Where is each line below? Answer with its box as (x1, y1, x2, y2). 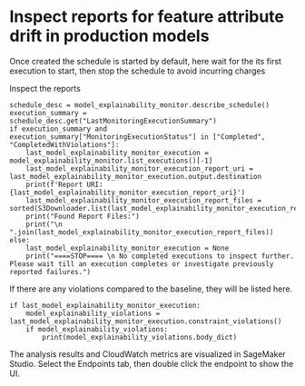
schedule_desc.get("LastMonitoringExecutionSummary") (9, 116, 218, 125)
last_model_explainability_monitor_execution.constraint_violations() (9, 316, 282, 326)
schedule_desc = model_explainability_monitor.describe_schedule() (9, 100, 271, 110)
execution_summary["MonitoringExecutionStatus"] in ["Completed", (9, 132, 266, 142)
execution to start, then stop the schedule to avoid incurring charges (9, 65, 266, 76)
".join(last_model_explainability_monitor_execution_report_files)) (9, 227, 274, 237)
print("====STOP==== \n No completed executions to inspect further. (25, 252, 295, 261)
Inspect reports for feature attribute (9, 6, 284, 27)
